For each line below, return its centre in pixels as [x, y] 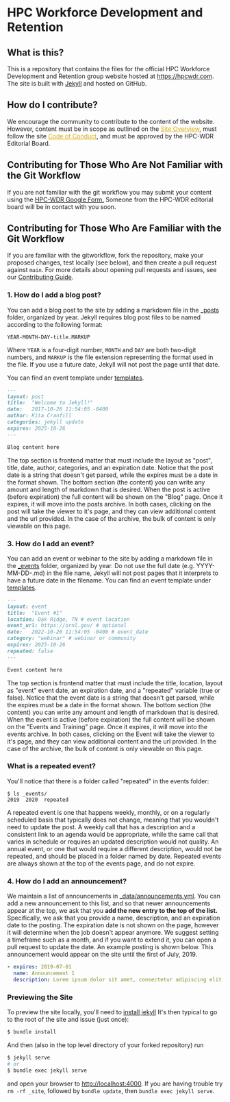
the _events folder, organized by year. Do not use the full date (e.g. [101, 565]
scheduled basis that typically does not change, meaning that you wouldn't [113, 820]
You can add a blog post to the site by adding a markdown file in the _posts [113, 310]
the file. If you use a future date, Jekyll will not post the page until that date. [114, 364]
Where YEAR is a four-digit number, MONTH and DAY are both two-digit [102, 350]
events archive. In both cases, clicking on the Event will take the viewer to [111, 734]
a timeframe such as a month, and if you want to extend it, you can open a [112, 940]
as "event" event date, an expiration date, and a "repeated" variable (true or [114, 690]
